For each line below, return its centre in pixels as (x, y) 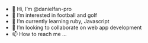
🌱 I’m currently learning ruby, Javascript (60, 21)
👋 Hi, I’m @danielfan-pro (42, 9)
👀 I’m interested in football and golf (54, 15)
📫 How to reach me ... (39, 34)
